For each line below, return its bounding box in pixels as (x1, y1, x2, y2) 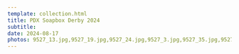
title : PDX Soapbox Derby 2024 (7, 17, 100, 24)
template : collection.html (7, 10, 87, 18)
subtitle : (7, 23, 37, 30)
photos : (7, 36, 31, 43)
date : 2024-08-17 (7, 29, 59, 37)
